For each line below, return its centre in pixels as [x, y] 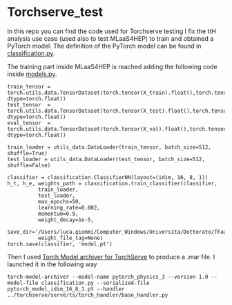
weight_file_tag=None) [70, 238]
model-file [23, 283]
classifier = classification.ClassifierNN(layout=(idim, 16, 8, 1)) [108, 177]
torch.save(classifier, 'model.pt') [60, 244]
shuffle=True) [28, 153]
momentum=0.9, [58, 214]
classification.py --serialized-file [95, 283]
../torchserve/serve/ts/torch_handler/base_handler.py [88, 295]
